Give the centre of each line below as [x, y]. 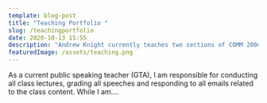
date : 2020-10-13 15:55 [48, 38]
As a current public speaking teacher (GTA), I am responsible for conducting [133, 75]
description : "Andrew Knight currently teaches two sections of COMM [126, 45]
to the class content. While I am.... [64, 92]
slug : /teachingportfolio [51, 30]
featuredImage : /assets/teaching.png [71, 52]
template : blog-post [43, 15]
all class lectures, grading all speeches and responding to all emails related [131, 83]
